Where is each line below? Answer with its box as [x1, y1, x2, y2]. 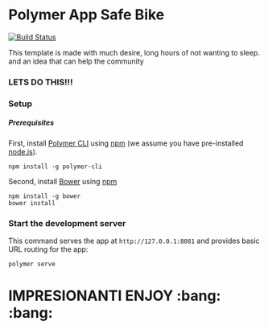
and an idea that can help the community [8, 56, 145, 66]
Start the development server [8, 217, 126, 228]
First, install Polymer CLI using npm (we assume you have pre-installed [8, 138, 244, 148]
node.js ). [8, 146, 38, 156]
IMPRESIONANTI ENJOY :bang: [8, 287, 221, 305]
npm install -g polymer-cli [8, 162, 103, 171]
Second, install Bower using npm [8, 176, 118, 186]
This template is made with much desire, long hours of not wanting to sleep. [8, 47, 260, 57]
